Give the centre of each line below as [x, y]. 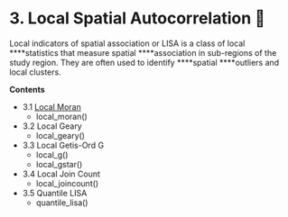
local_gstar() [59, 164]
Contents [27, 89]
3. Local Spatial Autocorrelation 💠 [138, 18]
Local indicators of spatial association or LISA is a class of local [127, 43]
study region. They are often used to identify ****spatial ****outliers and [144, 62]
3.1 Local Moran [51, 106]
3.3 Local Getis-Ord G [63, 145]
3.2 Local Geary [52, 126]
